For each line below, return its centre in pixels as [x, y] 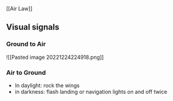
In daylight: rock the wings [47, 85]
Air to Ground [26, 72]
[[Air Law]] [19, 9]
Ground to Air [26, 44]
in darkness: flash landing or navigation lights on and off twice [91, 91]
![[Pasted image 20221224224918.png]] [55, 57]
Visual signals [33, 27]
